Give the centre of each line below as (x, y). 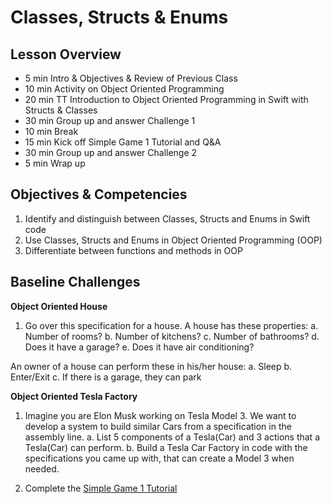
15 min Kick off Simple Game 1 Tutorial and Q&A (123, 142)
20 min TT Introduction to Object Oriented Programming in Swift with (166, 99)
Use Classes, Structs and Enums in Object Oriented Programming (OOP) (173, 240)
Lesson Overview (66, 54)
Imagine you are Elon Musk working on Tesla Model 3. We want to (160, 415)
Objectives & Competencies (99, 194)
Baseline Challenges (75, 282)
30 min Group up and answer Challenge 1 (110, 120)
